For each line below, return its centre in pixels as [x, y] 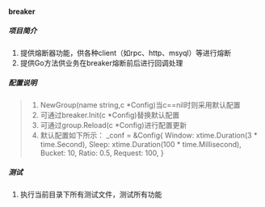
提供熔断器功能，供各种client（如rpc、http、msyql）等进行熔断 [126, 53]
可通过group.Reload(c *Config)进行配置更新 [114, 125]
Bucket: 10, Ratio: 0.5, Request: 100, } [102, 153]
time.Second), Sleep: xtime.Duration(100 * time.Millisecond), [141, 144]
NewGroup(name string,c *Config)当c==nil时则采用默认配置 [140, 104]
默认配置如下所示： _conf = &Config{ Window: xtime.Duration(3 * [149, 135]
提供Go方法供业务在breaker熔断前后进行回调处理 [101, 63]
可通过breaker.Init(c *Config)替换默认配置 [110, 115]
